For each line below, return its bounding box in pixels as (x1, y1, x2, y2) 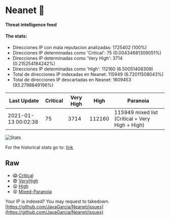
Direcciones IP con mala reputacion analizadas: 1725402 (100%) (12, 44, 147, 50)
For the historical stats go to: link (5, 144, 73, 150)
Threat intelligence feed (5, 21, 57, 27)
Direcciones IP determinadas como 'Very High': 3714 (12, 55, 123, 61)
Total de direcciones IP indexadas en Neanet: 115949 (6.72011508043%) (12, 71, 164, 77)
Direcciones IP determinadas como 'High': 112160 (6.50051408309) (12, 66, 153, 72)
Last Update (9, 97, 39, 104)
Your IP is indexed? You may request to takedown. (5, 198, 110, 204)
